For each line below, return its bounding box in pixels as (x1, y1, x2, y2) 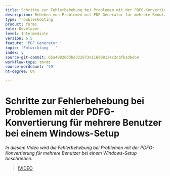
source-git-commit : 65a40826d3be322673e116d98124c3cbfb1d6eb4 (5, 54, 139, 60)
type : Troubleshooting (5, 17, 53, 22)
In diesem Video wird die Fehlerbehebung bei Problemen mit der (5, 144, 139, 151)
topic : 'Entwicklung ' (5, 45, 58, 50)
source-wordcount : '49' (5, 64, 56, 69)
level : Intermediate (5, 31, 49, 36)
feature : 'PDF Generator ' (5, 41, 62, 46)
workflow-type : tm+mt (5, 60, 51, 65)
